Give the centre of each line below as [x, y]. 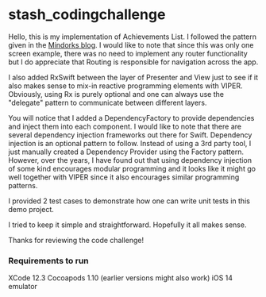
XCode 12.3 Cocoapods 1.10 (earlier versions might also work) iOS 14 [120, 278]
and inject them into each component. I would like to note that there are [125, 126]
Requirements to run [48, 260]
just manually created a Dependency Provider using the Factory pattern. [126, 152]
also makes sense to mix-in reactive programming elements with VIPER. [126, 86]
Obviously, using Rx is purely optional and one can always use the [116, 94]
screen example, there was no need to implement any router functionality [128, 53]
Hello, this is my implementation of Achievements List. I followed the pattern [132, 37]
